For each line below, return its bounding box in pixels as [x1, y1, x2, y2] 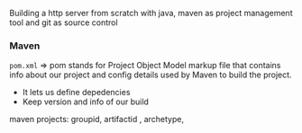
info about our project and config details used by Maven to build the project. [9, 69, 292, 80]
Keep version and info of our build [22, 96, 149, 107]
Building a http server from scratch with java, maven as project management [9, 8, 293, 18]
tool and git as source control [9, 17, 119, 28]
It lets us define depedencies [22, 87, 131, 98]
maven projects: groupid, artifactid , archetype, [9, 114, 185, 125]
